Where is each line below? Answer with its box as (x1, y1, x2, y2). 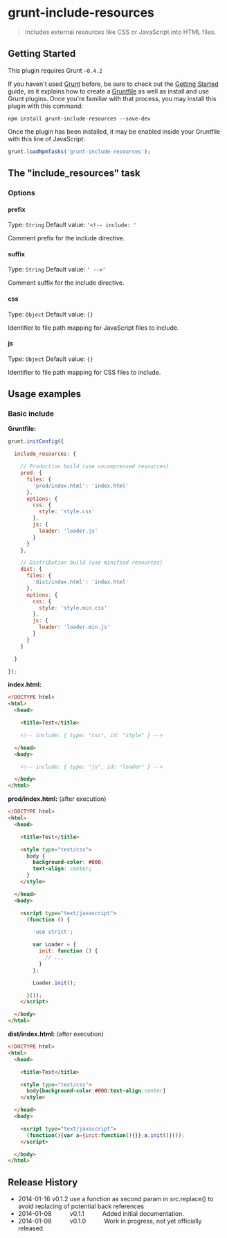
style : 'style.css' (38, 508, 96, 515)
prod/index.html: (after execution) (8, 795, 107, 803)
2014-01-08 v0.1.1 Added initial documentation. (17, 1210, 184, 1218)
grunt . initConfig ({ (8, 438, 64, 445)
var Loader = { (33, 941, 77, 948)
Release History (8, 1176, 78, 1188)
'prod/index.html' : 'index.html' (33, 482, 129, 489)
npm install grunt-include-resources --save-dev (8, 115, 151, 122)
